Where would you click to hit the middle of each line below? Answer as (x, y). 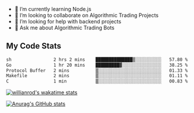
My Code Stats (34, 46)
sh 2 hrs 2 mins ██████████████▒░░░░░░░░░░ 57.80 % (97, 59)
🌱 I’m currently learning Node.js (53, 9)
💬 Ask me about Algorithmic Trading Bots (64, 28)
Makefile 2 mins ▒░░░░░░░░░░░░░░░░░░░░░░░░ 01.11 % (97, 76)
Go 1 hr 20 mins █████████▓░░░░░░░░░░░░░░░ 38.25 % (97, 65)
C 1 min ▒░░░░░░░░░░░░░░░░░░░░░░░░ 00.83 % (97, 81)
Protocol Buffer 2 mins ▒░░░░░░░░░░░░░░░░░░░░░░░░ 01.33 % (97, 70)
